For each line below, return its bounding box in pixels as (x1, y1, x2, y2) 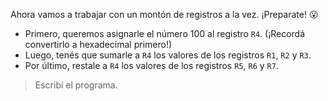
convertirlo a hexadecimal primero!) (24, 39, 173, 50)
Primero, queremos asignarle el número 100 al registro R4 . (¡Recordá (24, 28, 306, 39)
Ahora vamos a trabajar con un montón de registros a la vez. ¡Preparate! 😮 (10, 9, 319, 20)
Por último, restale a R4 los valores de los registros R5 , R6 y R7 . (24, 60, 279, 71)
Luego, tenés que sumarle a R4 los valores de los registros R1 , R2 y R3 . (24, 49, 312, 61)
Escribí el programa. (34, 79, 118, 91)
